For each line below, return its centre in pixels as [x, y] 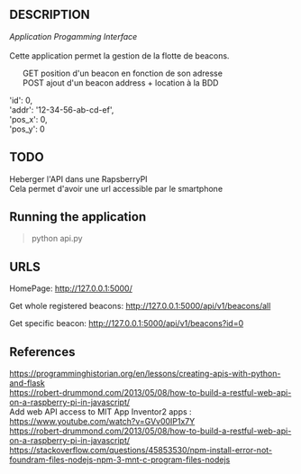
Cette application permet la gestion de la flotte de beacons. [119, 55]
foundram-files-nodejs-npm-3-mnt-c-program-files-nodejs [120, 460]
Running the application [78, 217]
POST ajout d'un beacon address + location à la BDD [120, 82]
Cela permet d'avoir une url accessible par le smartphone [116, 188]
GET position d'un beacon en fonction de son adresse [123, 73]
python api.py [57, 239]
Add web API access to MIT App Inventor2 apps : [100, 412]
